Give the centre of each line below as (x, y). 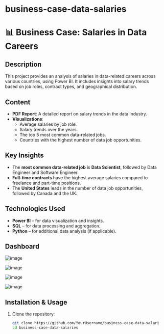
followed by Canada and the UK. (45, 193)
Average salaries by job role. (48, 124)
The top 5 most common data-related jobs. (63, 135)
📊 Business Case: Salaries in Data (76, 32)
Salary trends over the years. (49, 129)
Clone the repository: (34, 314)
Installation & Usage (36, 302)
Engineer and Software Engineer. (45, 172)
